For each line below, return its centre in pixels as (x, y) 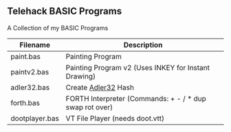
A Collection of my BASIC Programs (58, 27)
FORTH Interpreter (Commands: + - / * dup (136, 98)
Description (143, 45)
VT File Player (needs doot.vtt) (115, 118)
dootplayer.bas (35, 118)
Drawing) (81, 76)
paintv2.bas (30, 71)
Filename (35, 45)
